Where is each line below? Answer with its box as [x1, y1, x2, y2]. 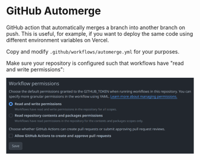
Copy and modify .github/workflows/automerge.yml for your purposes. [6, 48, 180, 55]
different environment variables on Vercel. [6, 36, 110, 43]
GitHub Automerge [6, 4, 101, 18]
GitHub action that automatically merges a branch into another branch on [6, 24, 186, 31]
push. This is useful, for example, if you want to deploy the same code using [6, 30, 193, 37]
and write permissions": [6, 65, 65, 73]
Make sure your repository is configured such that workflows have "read [6, 59, 185, 67]
